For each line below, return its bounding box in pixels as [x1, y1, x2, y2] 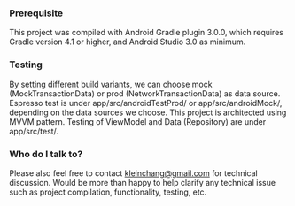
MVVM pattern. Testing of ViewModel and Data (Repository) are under [9, 116, 267, 126]
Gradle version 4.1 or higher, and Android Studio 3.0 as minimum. [9, 36, 246, 47]
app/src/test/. [9, 126, 59, 136]
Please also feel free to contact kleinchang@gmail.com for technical [9, 167, 259, 179]
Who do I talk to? [9, 148, 83, 160]
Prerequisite [9, 7, 64, 19]
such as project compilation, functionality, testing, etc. [9, 187, 207, 197]
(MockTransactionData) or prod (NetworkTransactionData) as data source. [9, 88, 281, 99]
